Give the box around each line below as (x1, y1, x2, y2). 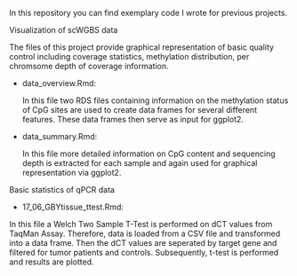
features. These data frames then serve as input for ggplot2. (21, 114, 245, 124)
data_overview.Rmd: (21, 78, 96, 88)
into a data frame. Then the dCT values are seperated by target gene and (9, 238, 277, 248)
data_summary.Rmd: (21, 131, 98, 141)
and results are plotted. (9, 256, 95, 267)
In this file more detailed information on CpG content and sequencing (21, 148, 276, 159)
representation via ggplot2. (21, 168, 122, 177)
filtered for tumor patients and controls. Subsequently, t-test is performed (9, 248, 279, 257)
